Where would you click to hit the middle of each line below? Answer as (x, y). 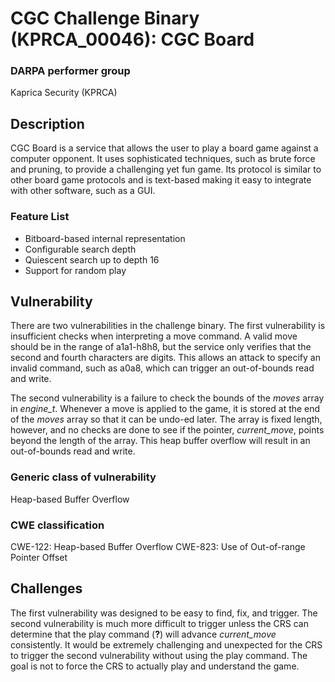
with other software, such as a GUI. (83, 191)
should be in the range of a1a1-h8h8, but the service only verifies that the (161, 347)
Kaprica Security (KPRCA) (64, 93)
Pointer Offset (39, 557)
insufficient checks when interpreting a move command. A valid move (154, 336)
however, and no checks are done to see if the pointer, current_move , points (167, 430)
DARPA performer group (70, 71)
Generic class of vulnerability (83, 477)
